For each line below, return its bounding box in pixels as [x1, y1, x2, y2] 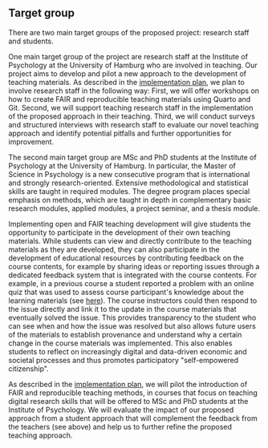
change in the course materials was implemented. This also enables [8, 338, 233, 348]
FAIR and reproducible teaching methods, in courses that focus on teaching [8, 388, 258, 398]
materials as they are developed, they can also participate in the [8, 244, 221, 254]
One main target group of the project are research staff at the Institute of [8, 51, 249, 61]
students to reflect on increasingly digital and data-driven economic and [8, 346, 247, 356]
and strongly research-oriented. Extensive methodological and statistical [8, 178, 249, 188]
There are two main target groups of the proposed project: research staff [8, 27, 250, 37]
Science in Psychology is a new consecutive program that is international [8, 169, 250, 179]
